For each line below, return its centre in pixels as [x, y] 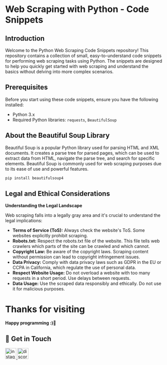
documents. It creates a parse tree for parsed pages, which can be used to [82, 153]
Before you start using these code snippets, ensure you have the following [82, 99]
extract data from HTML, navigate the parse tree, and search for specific [80, 158]
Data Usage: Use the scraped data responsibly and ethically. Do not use [87, 283]
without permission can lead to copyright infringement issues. [76, 257]
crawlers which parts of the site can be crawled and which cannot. [81, 246]
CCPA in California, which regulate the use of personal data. [74, 268]
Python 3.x [23, 114]
